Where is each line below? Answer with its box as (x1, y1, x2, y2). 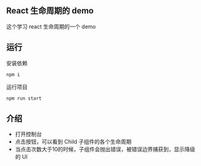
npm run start (6, 95, 42, 101)
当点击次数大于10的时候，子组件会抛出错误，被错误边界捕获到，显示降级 (14, 145, 196, 153)
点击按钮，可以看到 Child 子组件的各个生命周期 (14, 138, 132, 145)
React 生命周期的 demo (6, 5, 94, 16)
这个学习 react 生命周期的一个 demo (6, 23, 96, 30)
